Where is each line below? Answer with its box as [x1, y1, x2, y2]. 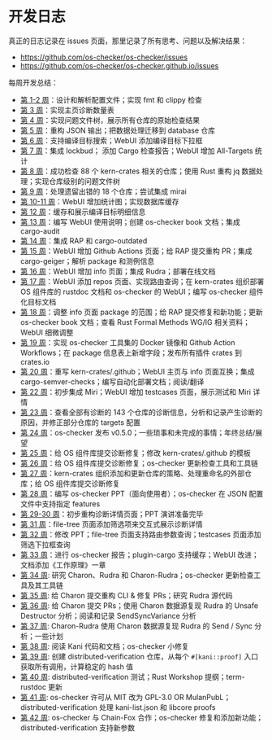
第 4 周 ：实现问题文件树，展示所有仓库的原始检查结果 [19, 115, 201, 125]
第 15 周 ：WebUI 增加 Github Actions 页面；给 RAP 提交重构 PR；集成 [19, 246, 253, 256]
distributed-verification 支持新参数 [19, 722, 136, 733]
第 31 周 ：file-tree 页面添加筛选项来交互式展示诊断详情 [19, 519, 203, 529]
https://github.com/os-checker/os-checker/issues [19, 52, 188, 62]
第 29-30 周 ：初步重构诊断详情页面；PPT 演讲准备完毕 [19, 509, 204, 519]
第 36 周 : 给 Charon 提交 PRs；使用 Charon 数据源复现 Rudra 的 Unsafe [19, 600, 258, 611]
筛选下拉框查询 [19, 539, 71, 550]
